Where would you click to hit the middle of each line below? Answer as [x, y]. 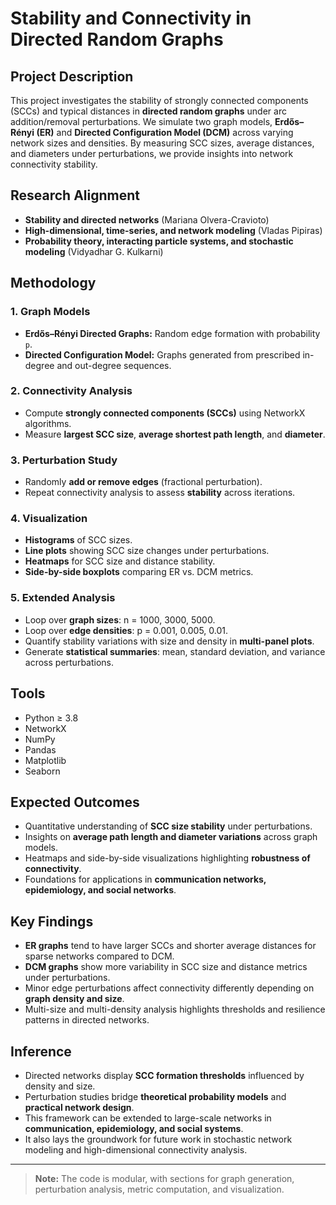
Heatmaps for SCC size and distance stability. [120, 561]
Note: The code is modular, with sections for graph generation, [164, 1178]
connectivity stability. [54, 164]
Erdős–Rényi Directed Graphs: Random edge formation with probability [172, 333]
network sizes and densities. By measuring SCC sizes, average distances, [162, 143]
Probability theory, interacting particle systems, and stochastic [159, 241]
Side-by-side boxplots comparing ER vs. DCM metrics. [139, 572]
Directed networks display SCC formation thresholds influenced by [164, 1075]
